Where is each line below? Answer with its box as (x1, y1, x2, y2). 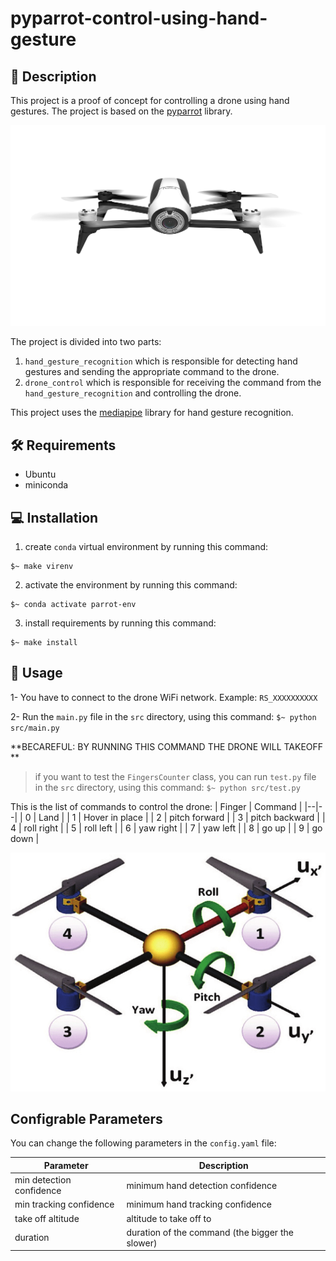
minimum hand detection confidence (126, 1179, 278, 1191)
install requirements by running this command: (24, 617, 217, 629)
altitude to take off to (126, 1212, 212, 1224)
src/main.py (10, 723, 60, 733)
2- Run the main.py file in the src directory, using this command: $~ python (10, 710, 317, 722)
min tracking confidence (14, 1198, 115, 1211)
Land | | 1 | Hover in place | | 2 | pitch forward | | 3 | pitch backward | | (38, 811, 326, 823)
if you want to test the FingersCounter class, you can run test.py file (34, 770, 317, 782)
